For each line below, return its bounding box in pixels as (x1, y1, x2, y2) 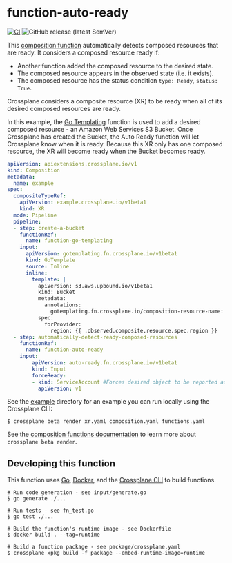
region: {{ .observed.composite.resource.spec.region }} (50, 327, 217, 334)
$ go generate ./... (7, 495, 67, 502)
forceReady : (32, 372, 67, 379)
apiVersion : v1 (37, 385, 81, 392)
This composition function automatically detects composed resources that (7, 41, 219, 49)
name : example (13, 179, 54, 187)
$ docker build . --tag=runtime (7, 531, 100, 539)
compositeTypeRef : (13, 192, 67, 199)
